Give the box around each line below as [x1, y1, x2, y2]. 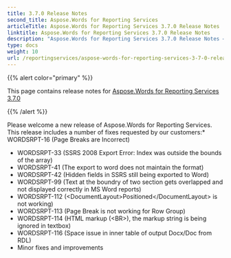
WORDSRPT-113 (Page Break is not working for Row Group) [16, 207, 186, 215]
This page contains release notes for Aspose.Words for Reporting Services [7, 86, 219, 95]
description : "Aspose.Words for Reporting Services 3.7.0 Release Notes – [7, 36, 226, 43]
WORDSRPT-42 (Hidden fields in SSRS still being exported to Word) [16, 170, 210, 178]
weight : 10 [7, 49, 38, 56]
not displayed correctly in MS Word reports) [16, 185, 142, 193]
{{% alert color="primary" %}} [7, 73, 93, 82]
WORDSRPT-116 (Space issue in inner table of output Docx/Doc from [16, 228, 212, 237]
